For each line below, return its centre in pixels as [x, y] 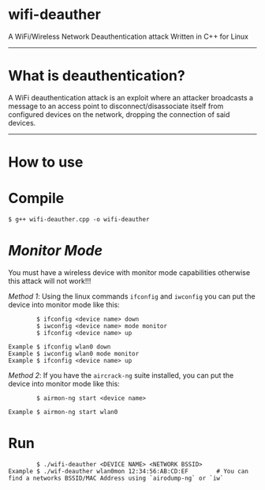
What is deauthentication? [97, 76]
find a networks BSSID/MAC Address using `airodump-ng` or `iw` [116, 478]
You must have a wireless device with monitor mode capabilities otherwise [129, 272]
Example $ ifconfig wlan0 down [60, 347]
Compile [36, 198]
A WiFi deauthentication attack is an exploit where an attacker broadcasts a [131, 97]
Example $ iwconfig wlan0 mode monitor [74, 353]
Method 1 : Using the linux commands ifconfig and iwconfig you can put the [132, 296]
